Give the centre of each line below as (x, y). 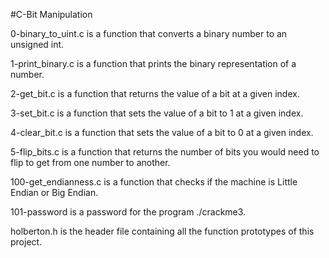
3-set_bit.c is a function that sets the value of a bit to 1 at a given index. (157, 113)
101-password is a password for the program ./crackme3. (128, 212)
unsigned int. (37, 44)
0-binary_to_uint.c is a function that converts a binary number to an (149, 33)
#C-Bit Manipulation (51, 14)
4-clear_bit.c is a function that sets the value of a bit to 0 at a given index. (162, 132)
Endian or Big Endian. (54, 192)
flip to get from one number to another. (90, 162)
